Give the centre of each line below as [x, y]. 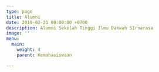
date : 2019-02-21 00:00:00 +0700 [47, 22]
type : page [19, 11]
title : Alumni [23, 17]
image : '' [18, 33]
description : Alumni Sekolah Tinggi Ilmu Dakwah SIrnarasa [80, 28]
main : [18, 44]
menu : [13, 39]
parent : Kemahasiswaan [44, 55]
